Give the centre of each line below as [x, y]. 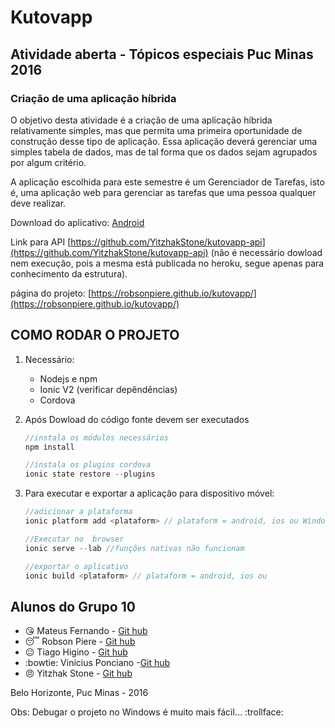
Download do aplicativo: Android [77, 222]
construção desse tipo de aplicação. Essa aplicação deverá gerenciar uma [164, 141]
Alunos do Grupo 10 [73, 606]
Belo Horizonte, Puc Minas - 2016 [79, 693]
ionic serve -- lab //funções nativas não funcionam [134, 548]
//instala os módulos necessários [96, 437]
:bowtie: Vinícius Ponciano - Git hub [97, 663]
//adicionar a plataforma [78, 512]
